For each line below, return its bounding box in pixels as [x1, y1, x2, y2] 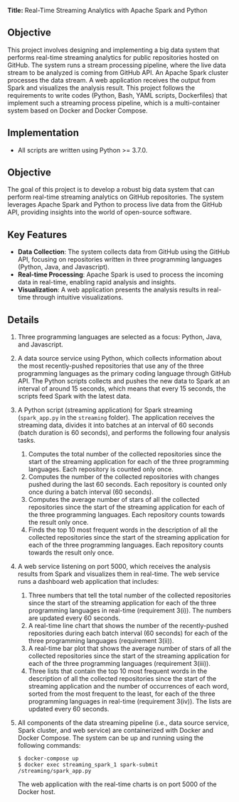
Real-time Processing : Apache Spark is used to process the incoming [17, 270, 224, 279]
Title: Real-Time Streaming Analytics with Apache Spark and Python [7, 6, 208, 14]
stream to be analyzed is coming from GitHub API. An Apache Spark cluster [7, 68, 229, 77]
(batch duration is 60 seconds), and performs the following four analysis [17, 428, 230, 437]
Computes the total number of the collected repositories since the [28, 450, 222, 458]
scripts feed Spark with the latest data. [17, 392, 132, 401]
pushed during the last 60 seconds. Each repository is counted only [28, 480, 228, 489]
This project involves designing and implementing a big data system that [7, 46, 220, 54]
